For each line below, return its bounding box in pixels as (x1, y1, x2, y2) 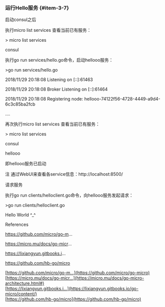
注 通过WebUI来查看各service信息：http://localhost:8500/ (5, 171, 123, 177)
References (5, 221, 29, 227)
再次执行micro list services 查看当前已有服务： (5, 121, 100, 127)
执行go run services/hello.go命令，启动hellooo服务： (5, 57, 113, 63)
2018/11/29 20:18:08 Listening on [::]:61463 (5, 77, 93, 83)
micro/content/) (5, 291, 37, 297)
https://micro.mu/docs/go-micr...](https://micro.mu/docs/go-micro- (6, 275, 145, 281)
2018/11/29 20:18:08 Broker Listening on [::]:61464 (5, 86, 108, 93)
